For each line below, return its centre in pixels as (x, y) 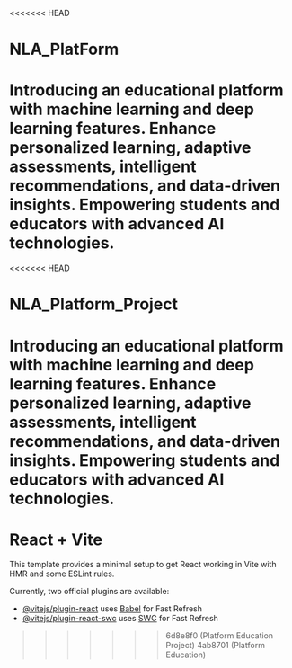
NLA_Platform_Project (93, 304)
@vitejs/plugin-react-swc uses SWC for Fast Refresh (120, 619)
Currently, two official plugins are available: (89, 592)
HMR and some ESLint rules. (62, 574)
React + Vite (56, 539)
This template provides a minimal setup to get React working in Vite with (143, 565)
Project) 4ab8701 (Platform (215, 646)
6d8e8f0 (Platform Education (220, 636)
